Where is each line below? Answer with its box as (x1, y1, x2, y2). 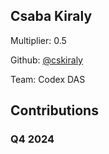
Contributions (10, 102, 99, 119)
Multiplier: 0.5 (10, 34, 67, 46)
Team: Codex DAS (10, 73, 86, 85)
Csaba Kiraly (10, 8, 93, 25)
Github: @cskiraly (10, 54, 83, 66)
